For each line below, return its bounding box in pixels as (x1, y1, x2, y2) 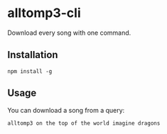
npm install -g (7, 67, 53, 75)
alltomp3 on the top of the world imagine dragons (7, 119, 161, 127)
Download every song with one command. (7, 28, 131, 37)
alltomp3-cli (7, 5, 82, 21)
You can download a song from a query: (7, 106, 125, 114)
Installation (7, 49, 58, 61)
